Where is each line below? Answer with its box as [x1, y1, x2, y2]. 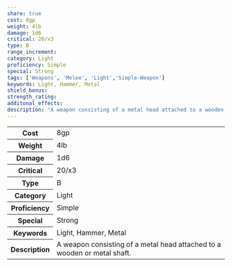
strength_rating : [7, 94, 57, 101]
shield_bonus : [7, 87, 48, 94]
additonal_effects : [7, 100, 64, 107]
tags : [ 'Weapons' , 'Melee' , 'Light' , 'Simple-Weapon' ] [7, 74, 166, 81]
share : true [7, 10, 41, 17]
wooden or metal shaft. [56, 248, 131, 258]
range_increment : [7, 49, 57, 56]
